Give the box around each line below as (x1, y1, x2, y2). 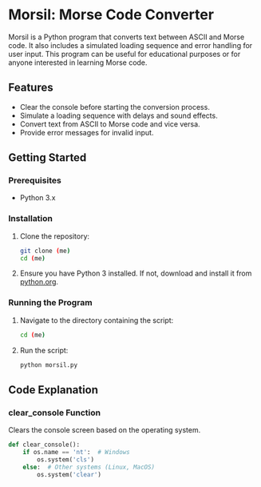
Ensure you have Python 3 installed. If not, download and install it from (19, 268, 252, 278)
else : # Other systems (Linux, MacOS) (22, 463, 156, 471)
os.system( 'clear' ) (37, 470, 102, 478)
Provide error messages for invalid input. (19, 127, 154, 137)
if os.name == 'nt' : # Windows (22, 449, 130, 457)
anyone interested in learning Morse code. (8, 58, 148, 67)
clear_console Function (8, 407, 101, 418)
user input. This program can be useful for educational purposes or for (8, 49, 241, 58)
